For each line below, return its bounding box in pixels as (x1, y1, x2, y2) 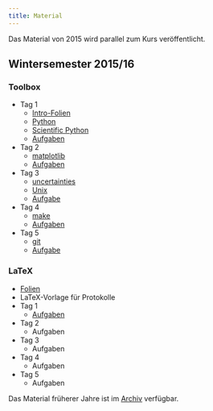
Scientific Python (31, 126, 89, 135)
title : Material (8, 11, 63, 20)
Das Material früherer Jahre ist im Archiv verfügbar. (8, 393, 179, 403)
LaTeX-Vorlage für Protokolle (19, 292, 116, 302)
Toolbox (8, 81, 41, 93)
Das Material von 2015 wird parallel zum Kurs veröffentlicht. (8, 34, 206, 44)
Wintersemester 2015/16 (8, 57, 135, 71)
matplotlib (31, 151, 66, 161)
